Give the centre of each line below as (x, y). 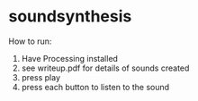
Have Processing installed (70, 58)
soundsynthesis (70, 17)
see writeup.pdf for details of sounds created (105, 68)
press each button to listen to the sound (95, 87)
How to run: (30, 41)
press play (40, 77)
